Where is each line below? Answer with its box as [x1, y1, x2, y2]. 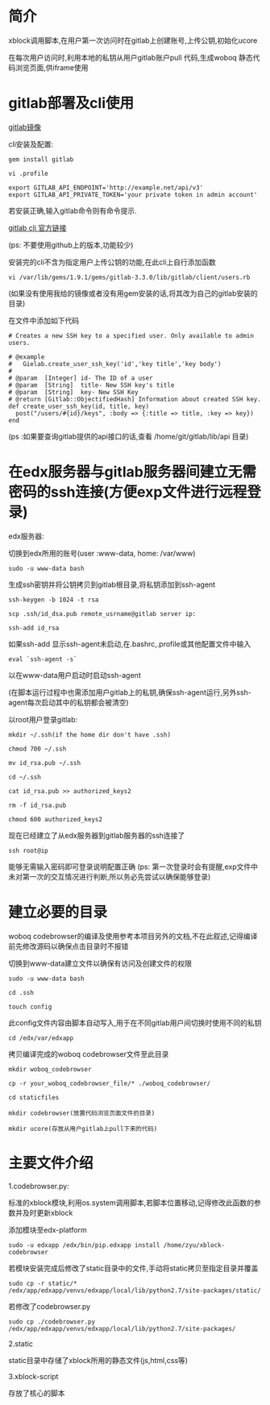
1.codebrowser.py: [8, 1181, 70, 1191]
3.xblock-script [8, 1371, 59, 1381]
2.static [8, 1339, 34, 1349]
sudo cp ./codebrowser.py [8, 1317, 95, 1326]
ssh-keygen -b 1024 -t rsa [8, 596, 99, 604]
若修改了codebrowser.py [8, 1301, 91, 1311]
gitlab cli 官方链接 [8, 222, 67, 232]
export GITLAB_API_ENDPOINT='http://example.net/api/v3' [8, 183, 204, 192]
